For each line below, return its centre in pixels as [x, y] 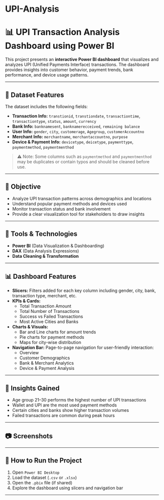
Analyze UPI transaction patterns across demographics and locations [82, 198]
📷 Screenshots [29, 436]
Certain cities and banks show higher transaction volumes [71, 410]
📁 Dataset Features [35, 95]
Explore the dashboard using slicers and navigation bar [68, 488]
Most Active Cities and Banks [49, 322]
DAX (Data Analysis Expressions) [45, 251]
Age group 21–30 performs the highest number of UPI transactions [79, 400]
